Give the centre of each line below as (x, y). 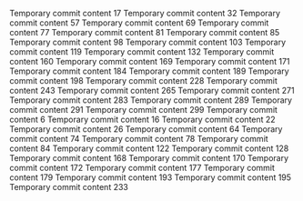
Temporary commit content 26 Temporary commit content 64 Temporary (146, 129)
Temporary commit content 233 (69, 187)
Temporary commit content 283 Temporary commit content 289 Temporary (151, 100)
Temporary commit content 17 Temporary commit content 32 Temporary (145, 13)
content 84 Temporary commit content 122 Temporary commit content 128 (149, 148)
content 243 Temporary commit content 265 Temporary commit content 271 (152, 90)
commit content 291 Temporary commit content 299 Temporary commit (143, 110)
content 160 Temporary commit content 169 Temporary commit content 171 (150, 61)
